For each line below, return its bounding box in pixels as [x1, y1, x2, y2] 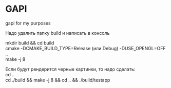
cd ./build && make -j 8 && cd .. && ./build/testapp [5, 77, 110, 83]
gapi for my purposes [5, 20, 51, 26]
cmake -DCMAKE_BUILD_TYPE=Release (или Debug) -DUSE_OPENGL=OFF [5, 45, 166, 51]
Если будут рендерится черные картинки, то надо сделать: [5, 66, 136, 72]
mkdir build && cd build [5, 39, 54, 46]
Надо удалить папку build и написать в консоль [5, 30, 110, 36]
